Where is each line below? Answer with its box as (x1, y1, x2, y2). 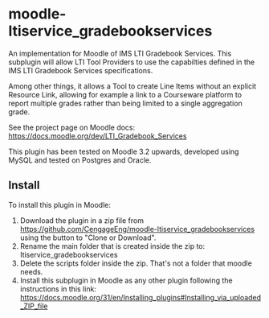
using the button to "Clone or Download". (19, 233, 157, 242)
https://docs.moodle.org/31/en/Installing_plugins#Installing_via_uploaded (19, 292, 262, 302)
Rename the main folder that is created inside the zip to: (19, 241, 206, 250)
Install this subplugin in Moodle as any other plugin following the (19, 275, 233, 285)
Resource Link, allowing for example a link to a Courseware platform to (8, 89, 243, 99)
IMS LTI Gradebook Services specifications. (8, 65, 153, 75)
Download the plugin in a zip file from (19, 215, 145, 225)
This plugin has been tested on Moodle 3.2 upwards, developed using (8, 147, 239, 156)
